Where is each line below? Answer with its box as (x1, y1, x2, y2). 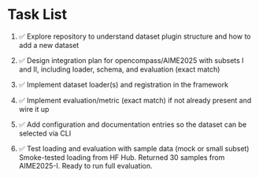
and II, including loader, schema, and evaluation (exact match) (18, 65, 220, 74)
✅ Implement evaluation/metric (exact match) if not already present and (18, 95, 252, 105)
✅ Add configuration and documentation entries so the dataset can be (18, 120, 247, 129)
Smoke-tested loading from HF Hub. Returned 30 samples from (18, 152, 225, 162)
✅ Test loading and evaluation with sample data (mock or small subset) (18, 143, 250, 153)
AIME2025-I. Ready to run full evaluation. (18, 161, 153, 170)
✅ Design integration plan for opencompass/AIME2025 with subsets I (18, 55, 245, 65)
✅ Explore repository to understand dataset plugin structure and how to (18, 32, 251, 41)
